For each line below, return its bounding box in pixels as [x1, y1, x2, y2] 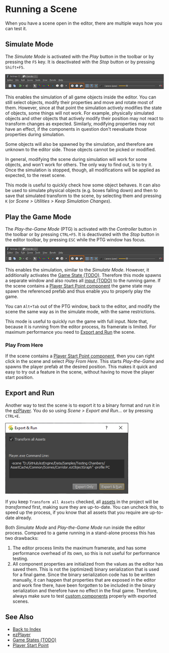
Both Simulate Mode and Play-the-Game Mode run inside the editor [5, 524, 145, 530]
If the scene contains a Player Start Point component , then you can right [5, 353, 155, 359]
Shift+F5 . [5, 64, 25, 70]
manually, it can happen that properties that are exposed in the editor [12, 577, 156, 583]
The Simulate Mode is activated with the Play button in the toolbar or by [5, 53, 154, 59]
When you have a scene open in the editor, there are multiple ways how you [5, 20, 162, 26]
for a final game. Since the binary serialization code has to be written [12, 572, 155, 578]
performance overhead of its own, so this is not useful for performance [12, 550, 160, 556]
